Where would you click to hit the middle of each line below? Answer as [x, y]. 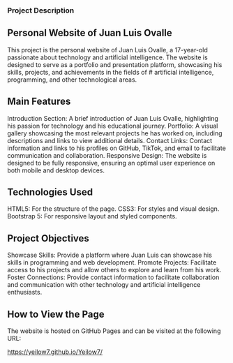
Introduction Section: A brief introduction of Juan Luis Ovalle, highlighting [113, 118]
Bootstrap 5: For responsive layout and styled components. [92, 216]
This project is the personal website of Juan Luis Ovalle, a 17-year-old [107, 50]
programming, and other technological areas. [72, 80]
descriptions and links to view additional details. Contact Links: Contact [110, 140]
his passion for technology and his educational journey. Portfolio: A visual [113, 126]
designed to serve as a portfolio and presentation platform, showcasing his [115, 64]
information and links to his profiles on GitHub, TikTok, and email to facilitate [117, 148]
